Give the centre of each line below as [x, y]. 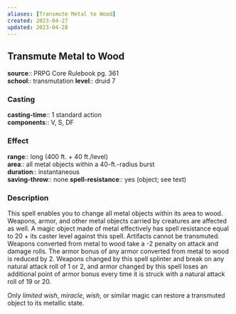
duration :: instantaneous [44, 171]
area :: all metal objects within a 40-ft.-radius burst [81, 164]
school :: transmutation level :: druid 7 [61, 81]
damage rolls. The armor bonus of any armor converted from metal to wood [118, 251]
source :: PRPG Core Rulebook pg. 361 [63, 74]
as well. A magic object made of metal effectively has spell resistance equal [118, 228]
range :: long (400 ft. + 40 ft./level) [58, 156]
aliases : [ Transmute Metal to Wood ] [61, 14]
